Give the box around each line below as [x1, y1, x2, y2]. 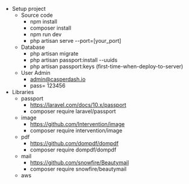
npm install [29, 18, 57, 25]
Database [20, 43, 45, 51]
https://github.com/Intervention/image [29, 121, 125, 127]
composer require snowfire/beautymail [29, 165, 127, 173]
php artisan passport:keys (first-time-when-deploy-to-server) [29, 63, 184, 70]
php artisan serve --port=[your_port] [29, 37, 122, 44]
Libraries [11, 89, 34, 95]
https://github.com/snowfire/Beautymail [29, 159, 129, 166]
